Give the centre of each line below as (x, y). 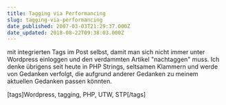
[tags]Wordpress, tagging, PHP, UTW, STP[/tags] (77, 95)
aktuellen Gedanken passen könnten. (59, 81)
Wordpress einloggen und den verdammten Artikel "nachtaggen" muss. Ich (113, 60)
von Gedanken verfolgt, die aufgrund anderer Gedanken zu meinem (103, 74)
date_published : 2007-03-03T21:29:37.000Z (69, 26)
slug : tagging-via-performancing (55, 20)
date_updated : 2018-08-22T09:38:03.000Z (66, 33)
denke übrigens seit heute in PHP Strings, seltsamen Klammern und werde (113, 67)
